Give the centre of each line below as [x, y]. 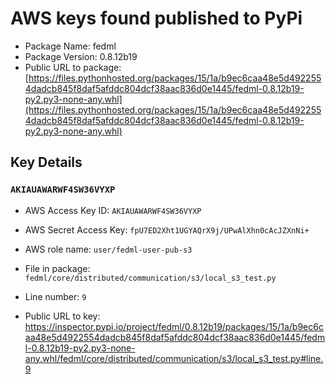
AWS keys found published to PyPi [156, 18]
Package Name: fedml [70, 46]
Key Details [46, 162]
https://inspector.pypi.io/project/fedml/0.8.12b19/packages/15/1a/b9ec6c [174, 326]
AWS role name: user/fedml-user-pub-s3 [108, 249]
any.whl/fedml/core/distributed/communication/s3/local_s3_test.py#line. [174, 358]
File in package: [57, 268]
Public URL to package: [73, 67]
